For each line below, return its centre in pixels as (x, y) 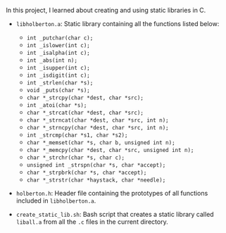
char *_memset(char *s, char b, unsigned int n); (101, 143)
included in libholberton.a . (56, 201)
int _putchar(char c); (60, 38)
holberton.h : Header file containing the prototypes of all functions (112, 193)
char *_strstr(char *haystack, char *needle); (96, 180)
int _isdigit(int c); (58, 75)
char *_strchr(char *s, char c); (76, 158)
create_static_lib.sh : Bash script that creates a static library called (115, 214)
